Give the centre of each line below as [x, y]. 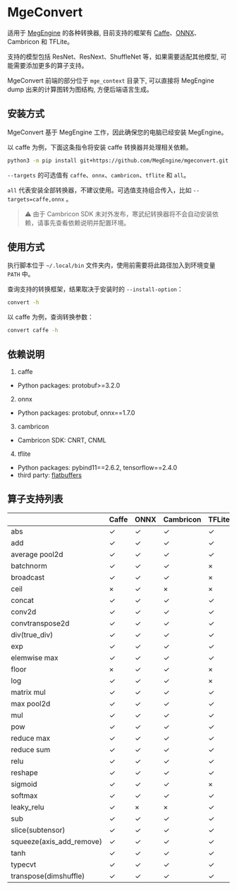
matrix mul [28, 692]
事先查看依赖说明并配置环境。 [87, 223]
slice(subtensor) [38, 830]
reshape [25, 773]
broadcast [28, 577]
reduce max [31, 738]
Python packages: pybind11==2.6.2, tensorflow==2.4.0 [97, 468]
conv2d [24, 611]
